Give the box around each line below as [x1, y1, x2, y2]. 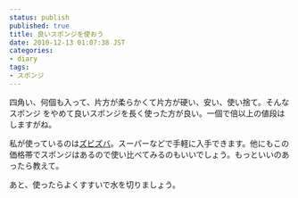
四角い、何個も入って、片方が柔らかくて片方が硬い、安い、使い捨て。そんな [9, 96, 290, 107]
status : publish [9, 12, 70, 22]
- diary [9, 54, 38, 63]
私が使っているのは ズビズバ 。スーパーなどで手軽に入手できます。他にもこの [9, 137, 290, 148]
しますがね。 [9, 119, 56, 129]
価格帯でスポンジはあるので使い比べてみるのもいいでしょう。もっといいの [9, 149, 282, 160]
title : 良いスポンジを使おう [9, 29, 104, 38]
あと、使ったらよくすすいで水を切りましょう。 [9, 179, 181, 190]
